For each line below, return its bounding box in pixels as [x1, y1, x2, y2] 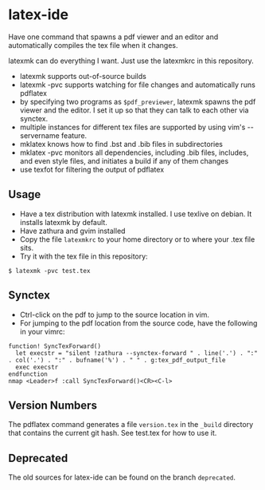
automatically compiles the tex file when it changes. [8, 40, 178, 49]
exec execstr [15, 363, 59, 371]
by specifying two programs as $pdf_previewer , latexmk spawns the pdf [19, 97, 256, 106]
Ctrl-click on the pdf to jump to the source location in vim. [19, 310, 209, 319]
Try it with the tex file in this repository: [19, 251, 149, 261]
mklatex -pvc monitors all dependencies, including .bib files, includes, [19, 148, 249, 157]
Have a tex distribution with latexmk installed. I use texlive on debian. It [19, 209, 252, 219]
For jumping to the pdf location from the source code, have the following [19, 318, 258, 328]
